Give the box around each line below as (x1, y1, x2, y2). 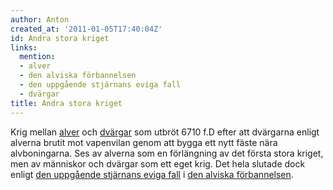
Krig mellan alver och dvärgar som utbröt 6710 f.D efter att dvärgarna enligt (10, 126, 320, 138)
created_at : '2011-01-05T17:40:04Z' (10, 24, 163, 34)
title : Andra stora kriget (10, 98, 123, 108)
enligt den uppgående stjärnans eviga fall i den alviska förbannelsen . (10, 168, 294, 180)
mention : (19, 52, 56, 62)
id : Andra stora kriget (10, 33, 110, 43)
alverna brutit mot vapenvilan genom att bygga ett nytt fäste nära (10, 136, 278, 148)
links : (10, 42, 38, 53)
